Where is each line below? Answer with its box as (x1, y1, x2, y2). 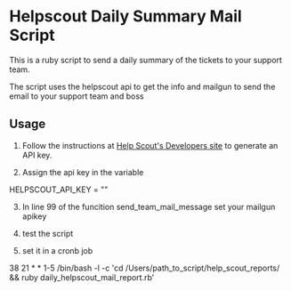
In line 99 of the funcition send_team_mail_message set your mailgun (21, 201, 276, 212)
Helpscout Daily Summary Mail (9, 6, 242, 27)
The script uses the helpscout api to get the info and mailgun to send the (9, 81, 276, 92)
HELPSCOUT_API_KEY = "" (9, 184, 109, 195)
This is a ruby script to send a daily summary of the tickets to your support (9, 54, 283, 65)
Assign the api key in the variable (21, 166, 144, 177)
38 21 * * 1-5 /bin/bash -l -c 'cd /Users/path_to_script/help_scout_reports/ (9, 263, 280, 273)
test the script (21, 228, 74, 238)
